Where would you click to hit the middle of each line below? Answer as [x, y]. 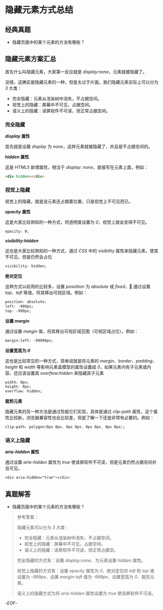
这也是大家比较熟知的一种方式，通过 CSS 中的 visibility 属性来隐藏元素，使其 [82, 251]
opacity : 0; [17, 232]
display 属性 [18, 136]
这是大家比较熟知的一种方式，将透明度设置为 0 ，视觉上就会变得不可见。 [77, 222]
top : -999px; [18, 311]
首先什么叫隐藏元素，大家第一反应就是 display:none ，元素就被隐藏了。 [76, 72]
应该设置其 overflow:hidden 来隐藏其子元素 [61, 373]
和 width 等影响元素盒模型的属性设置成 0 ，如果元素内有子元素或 [83, 367]
